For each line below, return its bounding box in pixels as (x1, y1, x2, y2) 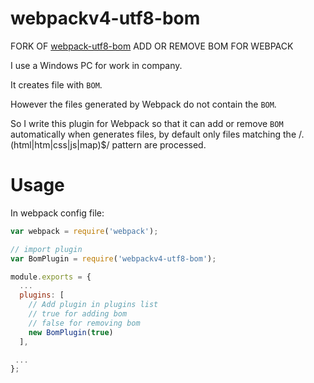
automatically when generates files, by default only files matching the (10, 128, 297, 140)
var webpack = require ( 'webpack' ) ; (10, 226, 159, 236)
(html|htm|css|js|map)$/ (10, 138, 110, 151)
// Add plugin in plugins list (28, 300, 159, 310)
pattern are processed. (111, 138, 207, 151)
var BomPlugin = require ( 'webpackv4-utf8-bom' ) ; (10, 253, 217, 264)
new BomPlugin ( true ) (28, 327, 114, 337)
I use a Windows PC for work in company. (10, 59, 183, 71)
